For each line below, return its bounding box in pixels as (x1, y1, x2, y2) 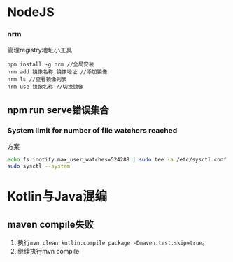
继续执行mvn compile (17, 247, 80, 255)
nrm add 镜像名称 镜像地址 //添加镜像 (7, 68, 108, 75)
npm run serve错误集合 (7, 104, 109, 116)
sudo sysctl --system (7, 163, 71, 170)
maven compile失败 (7, 218, 94, 231)
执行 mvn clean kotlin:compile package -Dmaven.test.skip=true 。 (17, 238, 209, 247)
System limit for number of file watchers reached (7, 125, 178, 135)
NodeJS (7, 4, 55, 20)
